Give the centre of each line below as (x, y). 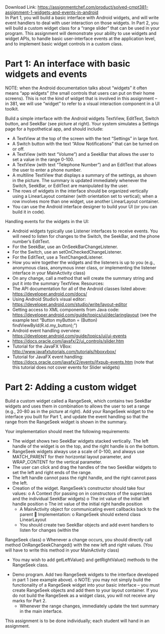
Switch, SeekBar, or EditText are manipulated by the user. (70, 186)
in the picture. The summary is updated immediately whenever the (80, 180)
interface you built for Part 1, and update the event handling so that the (77, 416)
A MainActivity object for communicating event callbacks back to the (89, 509)
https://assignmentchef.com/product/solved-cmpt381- (93, 7)
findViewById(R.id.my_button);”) (45, 325)
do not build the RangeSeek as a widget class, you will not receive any (83, 595)
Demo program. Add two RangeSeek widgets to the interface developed (85, 574)
